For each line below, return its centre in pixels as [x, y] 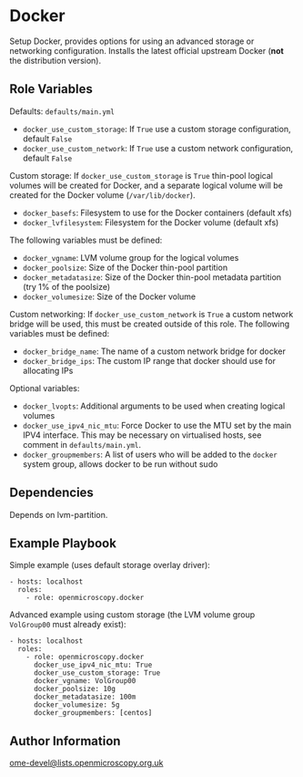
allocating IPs [48, 370]
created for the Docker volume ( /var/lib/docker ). [102, 195]
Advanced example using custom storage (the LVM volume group [132, 615]
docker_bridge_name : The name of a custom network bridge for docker [154, 351]
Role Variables [51, 89]
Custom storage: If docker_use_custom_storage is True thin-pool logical [141, 175]
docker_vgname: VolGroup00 [85, 681]
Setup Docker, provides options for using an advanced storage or [132, 41]
